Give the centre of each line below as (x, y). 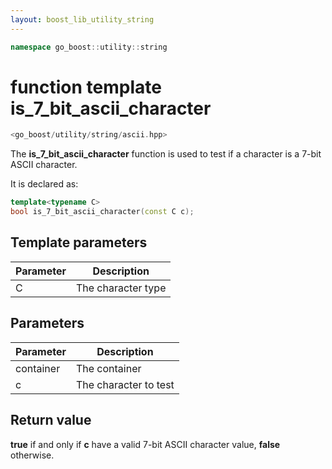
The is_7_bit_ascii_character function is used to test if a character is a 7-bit (166, 154)
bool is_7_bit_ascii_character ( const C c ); (102, 212)
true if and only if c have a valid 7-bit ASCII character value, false (145, 444)
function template (86, 87)
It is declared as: (44, 184)
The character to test (125, 384)
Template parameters (79, 242)
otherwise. (32, 455)
